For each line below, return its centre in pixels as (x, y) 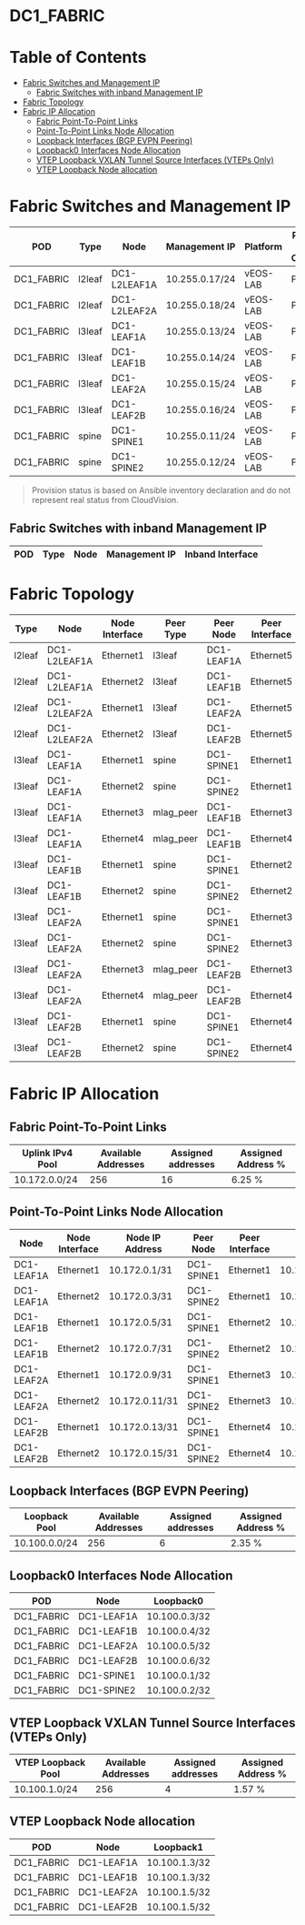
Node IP (143, 1237)
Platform (264, 247)
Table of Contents (78, 58)
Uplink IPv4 (48, 1153)
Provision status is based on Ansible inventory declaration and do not (161, 490)
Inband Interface (221, 554)
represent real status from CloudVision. (105, 500)
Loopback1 (179, 1847)
